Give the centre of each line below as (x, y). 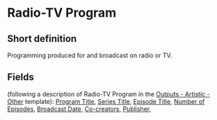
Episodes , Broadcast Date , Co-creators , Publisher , (79, 109)
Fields (21, 77)
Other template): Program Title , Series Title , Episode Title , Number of (106, 101)
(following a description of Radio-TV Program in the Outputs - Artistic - (108, 94)
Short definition (42, 39)
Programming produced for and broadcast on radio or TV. (90, 55)
